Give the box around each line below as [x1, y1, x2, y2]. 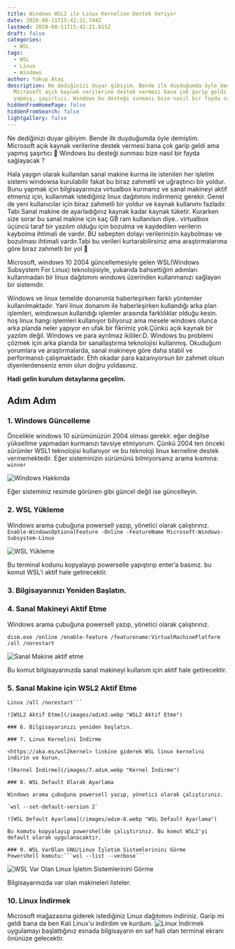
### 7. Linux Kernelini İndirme [7, 736, 101, 743]
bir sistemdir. [7, 280, 45, 288]
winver [7, 462, 27, 469]
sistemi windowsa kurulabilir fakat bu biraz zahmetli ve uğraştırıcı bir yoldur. [7, 177, 226, 186]
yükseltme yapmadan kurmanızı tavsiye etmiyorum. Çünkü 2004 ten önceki [7, 439, 225, 447]
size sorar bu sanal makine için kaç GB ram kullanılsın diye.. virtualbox [7, 215, 209, 223]
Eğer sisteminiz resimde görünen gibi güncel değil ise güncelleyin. [7, 487, 198, 496]
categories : [7, 36, 42, 43]
